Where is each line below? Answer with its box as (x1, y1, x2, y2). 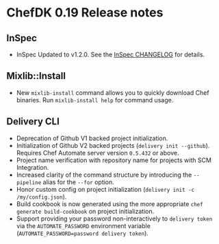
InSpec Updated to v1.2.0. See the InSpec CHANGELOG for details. (16, 50, 205, 58)
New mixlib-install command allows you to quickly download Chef (16, 88, 209, 97)
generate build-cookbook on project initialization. (16, 207, 155, 215)
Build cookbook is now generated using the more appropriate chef (16, 199, 203, 208)
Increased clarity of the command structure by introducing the (16, 170, 192, 179)
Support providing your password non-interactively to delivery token (16, 214, 213, 223)
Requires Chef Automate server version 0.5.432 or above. (16, 148, 179, 157)
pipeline (16, 179, 42, 186)
